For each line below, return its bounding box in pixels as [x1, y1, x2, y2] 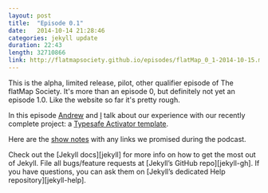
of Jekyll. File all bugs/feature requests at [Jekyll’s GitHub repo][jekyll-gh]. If [8, 158, 260, 167]
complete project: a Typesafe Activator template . [8, 119, 169, 128]
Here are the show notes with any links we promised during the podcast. [8, 134, 246, 144]
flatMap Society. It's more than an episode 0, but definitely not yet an [8, 86, 235, 96]
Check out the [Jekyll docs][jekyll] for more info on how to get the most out [8, 149, 257, 160]
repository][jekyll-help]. [8, 175, 86, 184]
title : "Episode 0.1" [8, 19, 84, 27]
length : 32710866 [8, 49, 66, 57]
